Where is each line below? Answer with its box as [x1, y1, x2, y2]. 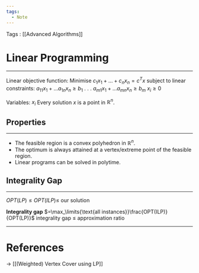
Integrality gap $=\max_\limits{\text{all [6, 208, 101, 216]
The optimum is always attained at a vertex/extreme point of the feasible [14, 146, 192, 153]
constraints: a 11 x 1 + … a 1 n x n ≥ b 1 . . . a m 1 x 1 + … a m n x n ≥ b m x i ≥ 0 [6, 84, 162, 93]
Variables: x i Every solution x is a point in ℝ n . [6, 97, 115, 107]
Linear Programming [6, 51, 109, 64]
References [6, 240, 64, 254]
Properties [6, 117, 46, 127]
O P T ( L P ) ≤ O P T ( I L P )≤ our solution [6, 197, 90, 204]
